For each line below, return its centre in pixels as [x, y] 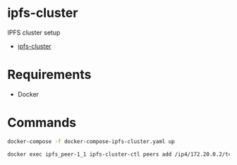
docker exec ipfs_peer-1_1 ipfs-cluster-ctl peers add [90, 154]
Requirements [49, 75]
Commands [42, 123]
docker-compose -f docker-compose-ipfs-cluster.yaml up [91, 141]
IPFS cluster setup [34, 32]
